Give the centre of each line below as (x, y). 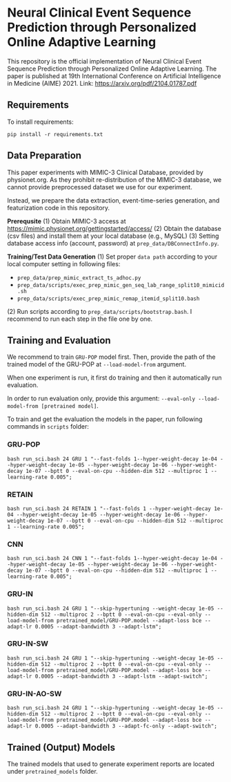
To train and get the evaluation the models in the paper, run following (105, 419)
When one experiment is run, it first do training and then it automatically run (114, 378)
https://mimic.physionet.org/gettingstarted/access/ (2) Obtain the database (114, 228)
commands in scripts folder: (48, 427)
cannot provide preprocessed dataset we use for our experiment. (100, 187)
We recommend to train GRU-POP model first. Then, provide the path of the (111, 357)
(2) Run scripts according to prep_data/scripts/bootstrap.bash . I (100, 311)
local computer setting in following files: (64, 263)
